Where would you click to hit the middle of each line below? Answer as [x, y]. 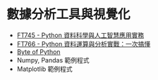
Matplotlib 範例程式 [45, 69]
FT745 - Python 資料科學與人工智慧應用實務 [80, 35]
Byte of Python [38, 52]
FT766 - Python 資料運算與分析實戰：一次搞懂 [84, 44]
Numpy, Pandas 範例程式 [53, 60]
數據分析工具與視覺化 [69, 14]
